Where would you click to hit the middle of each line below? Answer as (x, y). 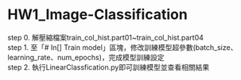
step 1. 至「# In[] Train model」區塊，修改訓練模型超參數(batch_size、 (122, 47)
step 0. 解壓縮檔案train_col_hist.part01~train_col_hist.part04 (106, 37)
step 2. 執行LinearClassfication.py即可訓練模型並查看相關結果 (109, 67)
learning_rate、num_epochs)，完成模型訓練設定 (86, 57)
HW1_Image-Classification (97, 15)
